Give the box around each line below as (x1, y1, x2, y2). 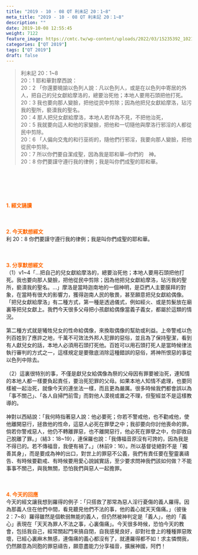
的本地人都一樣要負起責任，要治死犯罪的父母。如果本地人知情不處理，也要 (6, 377, 187, 384)
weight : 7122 (6, 31, 38, 37)
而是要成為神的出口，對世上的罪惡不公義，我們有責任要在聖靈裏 (29, 449, 184, 457)
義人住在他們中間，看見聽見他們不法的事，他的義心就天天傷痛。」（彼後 (16, 505, 187, 513)
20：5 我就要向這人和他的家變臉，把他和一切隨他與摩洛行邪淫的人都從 (20, 121, 192, 128)
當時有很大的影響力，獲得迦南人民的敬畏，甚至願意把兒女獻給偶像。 (21, 291, 187, 298)
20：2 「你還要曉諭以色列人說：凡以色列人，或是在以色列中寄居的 (20, 84, 181, 91)
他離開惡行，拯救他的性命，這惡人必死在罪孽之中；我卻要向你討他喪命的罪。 (6, 420, 192, 428)
